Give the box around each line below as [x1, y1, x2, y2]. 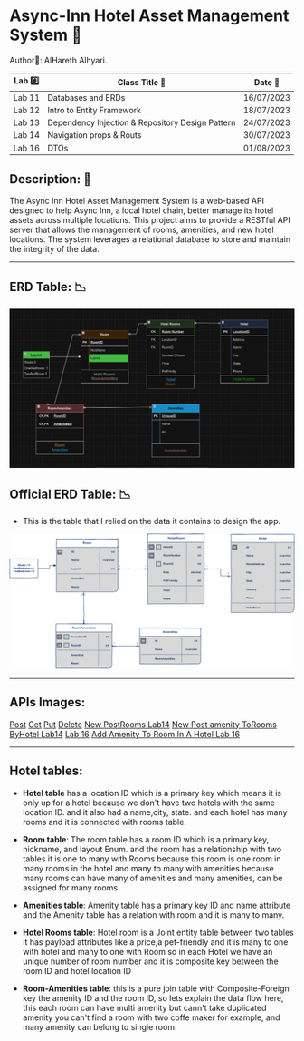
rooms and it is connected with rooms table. [22, 816, 187, 827]
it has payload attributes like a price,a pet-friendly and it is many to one [22, 936, 289, 948]
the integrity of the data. [9, 244, 100, 254]
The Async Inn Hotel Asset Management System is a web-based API [9, 196, 265, 206]
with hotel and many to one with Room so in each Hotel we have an [22, 946, 273, 957]
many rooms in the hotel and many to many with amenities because [22, 862, 274, 873]
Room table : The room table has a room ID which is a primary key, [22, 833, 270, 844]
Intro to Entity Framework [47, 104, 142, 115]
